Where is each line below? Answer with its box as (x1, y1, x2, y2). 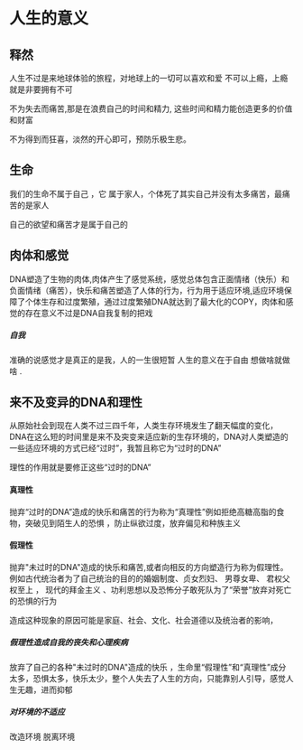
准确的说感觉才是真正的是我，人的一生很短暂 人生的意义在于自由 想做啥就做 (9, 354, 290, 365)
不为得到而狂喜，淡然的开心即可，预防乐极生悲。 (9, 134, 191, 145)
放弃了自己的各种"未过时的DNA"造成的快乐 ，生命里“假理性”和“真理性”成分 (9, 661, 287, 672)
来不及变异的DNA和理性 (9, 394, 142, 409)
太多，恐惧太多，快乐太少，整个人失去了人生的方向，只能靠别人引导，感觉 (9, 672, 286, 683)
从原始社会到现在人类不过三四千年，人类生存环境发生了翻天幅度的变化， (9, 420, 278, 431)
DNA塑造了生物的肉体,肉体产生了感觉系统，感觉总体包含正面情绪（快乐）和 (9, 273, 290, 285)
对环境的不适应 (9, 707, 65, 717)
